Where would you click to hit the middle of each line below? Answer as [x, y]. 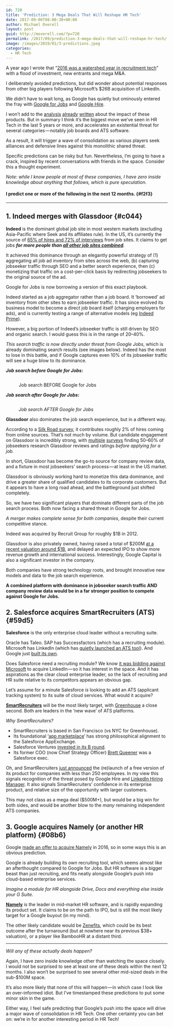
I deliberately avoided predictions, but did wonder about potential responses [86, 83]
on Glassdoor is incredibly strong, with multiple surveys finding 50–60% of [85, 440]
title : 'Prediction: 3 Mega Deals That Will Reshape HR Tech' [74, 15]
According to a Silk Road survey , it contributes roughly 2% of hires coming [85, 429]
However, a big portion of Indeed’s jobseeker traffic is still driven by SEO [82, 328]
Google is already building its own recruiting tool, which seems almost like [84, 863]
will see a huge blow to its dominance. [46, 360]
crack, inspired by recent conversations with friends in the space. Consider [85, 161]
